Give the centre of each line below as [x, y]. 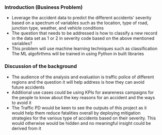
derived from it [26, 128]
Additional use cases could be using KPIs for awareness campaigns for [82, 92]
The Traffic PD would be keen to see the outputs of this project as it [79, 107]
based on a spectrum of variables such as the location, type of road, [80, 23]
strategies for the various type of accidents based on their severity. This [84, 118]
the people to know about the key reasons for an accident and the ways [83, 97]
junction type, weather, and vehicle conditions [57, 28]
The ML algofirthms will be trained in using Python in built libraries [78, 54]
